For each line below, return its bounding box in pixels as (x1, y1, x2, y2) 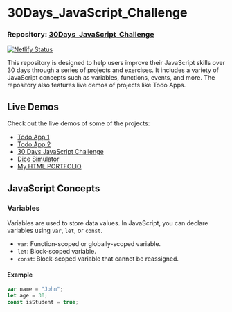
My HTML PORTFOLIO (17, 162, 82, 171)
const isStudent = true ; (7, 298, 79, 306)
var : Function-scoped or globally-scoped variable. (17, 239, 161, 248)
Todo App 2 (17, 140, 51, 148)
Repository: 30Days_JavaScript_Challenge (7, 30, 154, 40)
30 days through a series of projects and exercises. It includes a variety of (7, 66, 220, 74)
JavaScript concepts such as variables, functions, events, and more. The (7, 73, 215, 82)
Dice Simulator (17, 155, 60, 164)
